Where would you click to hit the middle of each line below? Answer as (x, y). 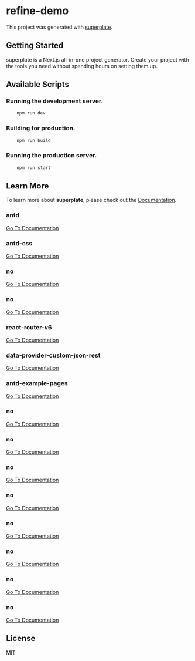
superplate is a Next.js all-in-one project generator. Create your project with (97, 59)
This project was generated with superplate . (59, 27)
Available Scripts (37, 84)
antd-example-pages (37, 383)
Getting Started (35, 45)
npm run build (34, 140)
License (21, 638)
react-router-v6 (29, 327)
